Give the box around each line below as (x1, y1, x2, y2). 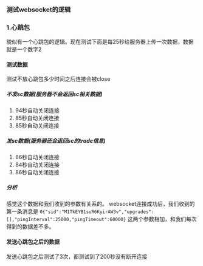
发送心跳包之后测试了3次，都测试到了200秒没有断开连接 (6, 253, 148, 260)
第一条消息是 (6, 208, 38, 215)
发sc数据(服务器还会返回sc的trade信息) (6, 137, 106, 144)
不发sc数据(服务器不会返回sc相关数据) (6, 90, 103, 98)
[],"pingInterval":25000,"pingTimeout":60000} (6, 217, 126, 223)
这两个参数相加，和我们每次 (127, 216, 197, 223)
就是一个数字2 (6, 46, 42, 53)
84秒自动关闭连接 (15, 161, 60, 168)
